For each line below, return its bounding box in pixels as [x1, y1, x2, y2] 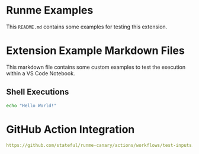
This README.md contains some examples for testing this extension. [6, 23, 168, 30]
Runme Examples [6, 4, 94, 17]
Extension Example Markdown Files [6, 44, 185, 57]
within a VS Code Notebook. [6, 69, 75, 77]
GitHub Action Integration [6, 123, 135, 136]
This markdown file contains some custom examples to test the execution [6, 63, 186, 70]
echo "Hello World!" [6, 102, 57, 108]
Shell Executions [6, 87, 69, 97]
